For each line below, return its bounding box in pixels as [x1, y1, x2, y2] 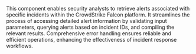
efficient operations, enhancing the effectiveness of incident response [6, 36, 177, 43]
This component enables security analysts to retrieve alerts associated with [6, 5, 190, 12]
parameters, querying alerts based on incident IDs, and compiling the [6, 23, 175, 31]
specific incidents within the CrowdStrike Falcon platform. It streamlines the [6, 11, 190, 18]
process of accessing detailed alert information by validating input [6, 18, 167, 24]
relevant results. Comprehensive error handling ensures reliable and [6, 30, 172, 37]
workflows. [6, 42, 34, 49]
